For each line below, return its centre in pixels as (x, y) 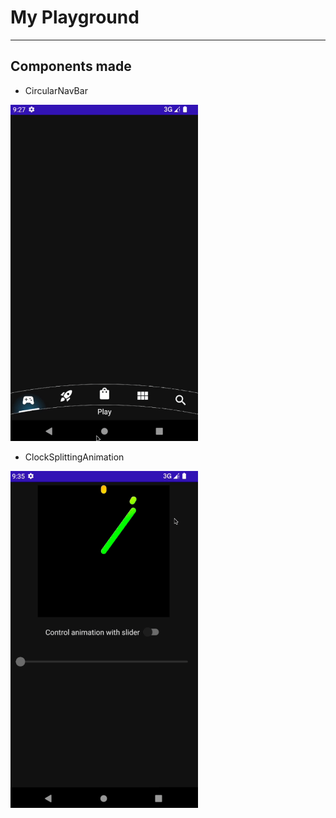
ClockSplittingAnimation (74, 457)
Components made (71, 66)
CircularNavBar (56, 90)
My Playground (75, 17)
